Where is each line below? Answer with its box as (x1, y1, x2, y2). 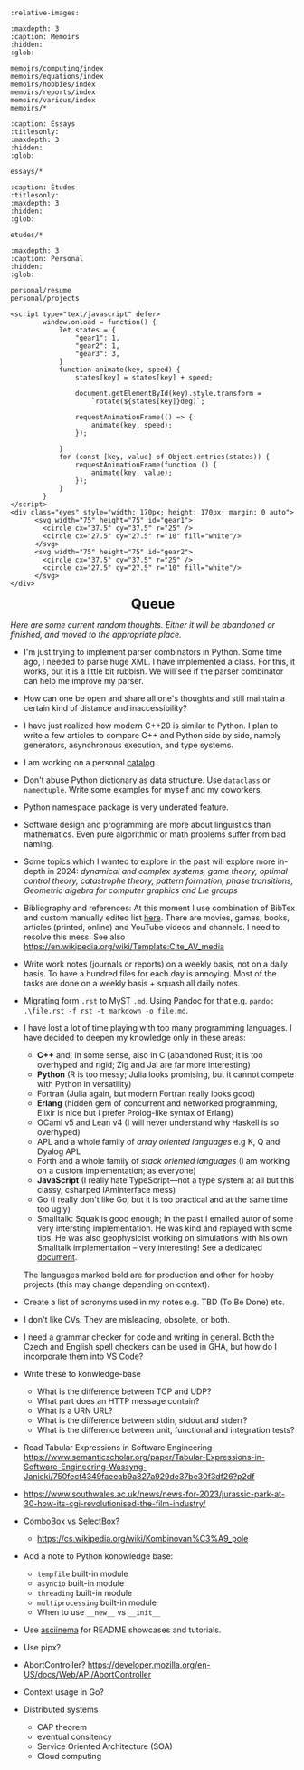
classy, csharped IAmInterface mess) (36, 1185, 176, 1195)
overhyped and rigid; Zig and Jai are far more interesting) (36, 1060, 252, 1070)
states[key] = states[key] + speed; (74, 373, 214, 382)
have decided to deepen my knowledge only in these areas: (23, 1033, 247, 1043)
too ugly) (36, 1204, 71, 1214)
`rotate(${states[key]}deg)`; (90, 397, 205, 406)
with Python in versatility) (36, 1079, 132, 1089)
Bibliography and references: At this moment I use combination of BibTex (23, 902, 296, 913)
